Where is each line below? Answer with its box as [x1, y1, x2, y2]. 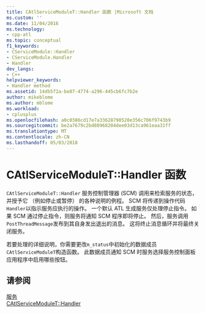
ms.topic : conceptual [6, 37, 62, 43]
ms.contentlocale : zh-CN [6, 134, 70, 141]
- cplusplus [6, 111, 37, 117]
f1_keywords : [6, 43, 40, 50]
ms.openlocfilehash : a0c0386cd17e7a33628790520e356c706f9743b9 [6, 117, 171, 123]
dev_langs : [6, 65, 34, 72]
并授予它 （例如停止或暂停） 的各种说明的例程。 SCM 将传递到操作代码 [6, 197, 185, 204]
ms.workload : [6, 105, 40, 112]
